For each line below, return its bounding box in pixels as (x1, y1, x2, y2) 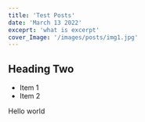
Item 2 (19, 91, 41, 101)
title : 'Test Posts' (8, 11, 76, 20)
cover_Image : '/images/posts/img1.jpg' (8, 33, 139, 41)
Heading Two (8, 62, 74, 75)
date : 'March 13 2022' (8, 19, 82, 27)
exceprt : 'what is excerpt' (8, 26, 100, 34)
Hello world (8, 106, 45, 116)
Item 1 (19, 83, 39, 92)
